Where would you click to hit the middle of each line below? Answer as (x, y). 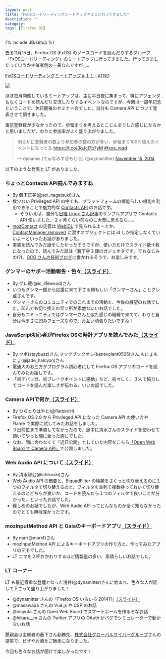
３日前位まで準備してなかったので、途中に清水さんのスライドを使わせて (86, 430)
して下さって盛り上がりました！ (38, 589)
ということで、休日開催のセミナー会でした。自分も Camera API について (79, 108)
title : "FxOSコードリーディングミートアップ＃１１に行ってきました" (67, 14)
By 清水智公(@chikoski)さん (41, 474)
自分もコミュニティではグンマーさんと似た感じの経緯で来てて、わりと (84, 314)
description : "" (22, 19)
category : (15, 24)
